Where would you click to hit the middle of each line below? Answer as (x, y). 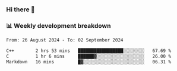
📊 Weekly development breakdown (59, 25)
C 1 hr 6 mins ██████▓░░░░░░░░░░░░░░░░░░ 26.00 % (88, 56)
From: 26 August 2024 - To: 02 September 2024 (65, 40)
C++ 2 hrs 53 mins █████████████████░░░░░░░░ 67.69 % (88, 51)
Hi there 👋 (21, 9)
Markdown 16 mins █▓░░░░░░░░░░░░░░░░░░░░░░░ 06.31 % (88, 62)
